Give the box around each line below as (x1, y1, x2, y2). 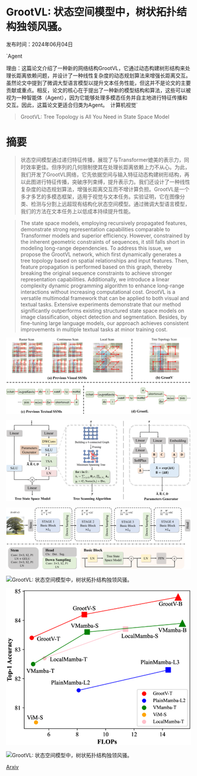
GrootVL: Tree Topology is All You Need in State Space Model (20, 113, 170, 120)
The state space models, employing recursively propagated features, (20, 219, 188, 227)
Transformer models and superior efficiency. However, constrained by (20, 232, 190, 239)
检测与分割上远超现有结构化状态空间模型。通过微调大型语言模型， (30, 200, 191, 207)
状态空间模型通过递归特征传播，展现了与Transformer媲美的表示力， (20, 156, 185, 163)
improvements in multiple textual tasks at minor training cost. (20, 326, 168, 333)
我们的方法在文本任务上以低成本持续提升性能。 (20, 207, 134, 215)
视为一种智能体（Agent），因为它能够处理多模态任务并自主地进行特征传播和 (6, 94, 188, 101)
